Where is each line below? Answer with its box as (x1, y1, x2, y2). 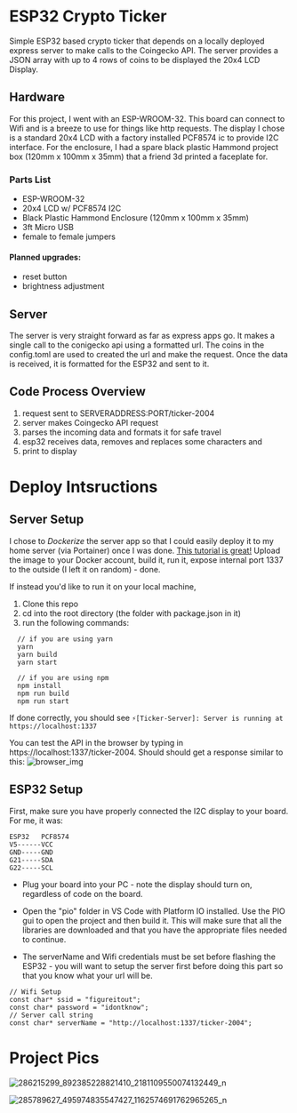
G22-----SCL (9, 863, 53, 872)
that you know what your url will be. (21, 970, 153, 981)
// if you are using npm (17, 673, 109, 682)
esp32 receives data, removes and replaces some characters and (21, 436, 262, 446)
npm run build (17, 689, 69, 698)
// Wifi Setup (9, 987, 62, 997)
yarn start (17, 658, 58, 667)
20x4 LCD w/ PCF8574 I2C (21, 203, 122, 214)
